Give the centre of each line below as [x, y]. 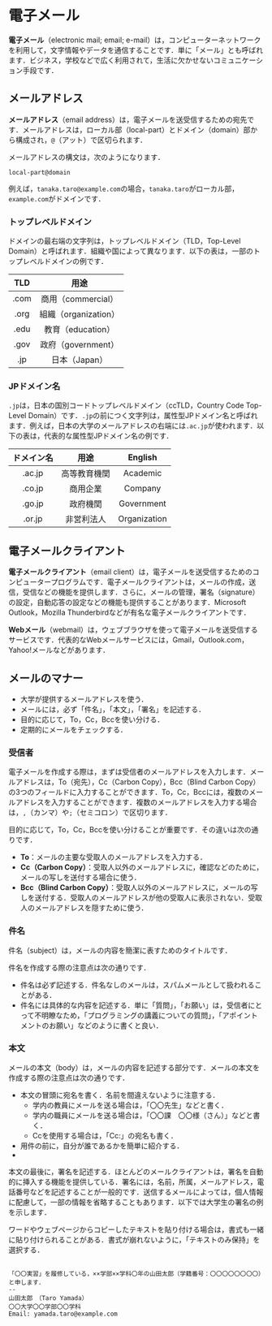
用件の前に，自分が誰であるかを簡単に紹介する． [102, 1146]
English [142, 457]
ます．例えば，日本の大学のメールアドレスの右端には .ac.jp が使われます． [133, 425]
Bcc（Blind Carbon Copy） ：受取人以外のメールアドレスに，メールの [136, 888]
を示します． [30, 1212]
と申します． [26, 1282]
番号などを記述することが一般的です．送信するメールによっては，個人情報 [139, 1192]
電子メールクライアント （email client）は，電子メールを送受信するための [131, 572]
